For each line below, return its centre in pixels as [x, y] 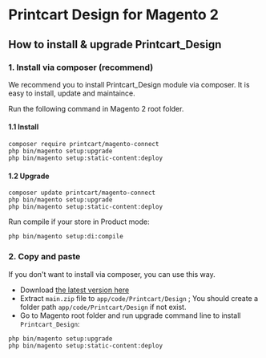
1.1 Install [24, 127]
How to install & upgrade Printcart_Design [115, 45]
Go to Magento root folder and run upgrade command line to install [130, 315]
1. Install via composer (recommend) [81, 67]
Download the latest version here [75, 290]
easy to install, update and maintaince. [72, 93]
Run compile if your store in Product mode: [79, 222]
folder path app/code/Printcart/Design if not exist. [103, 307]
